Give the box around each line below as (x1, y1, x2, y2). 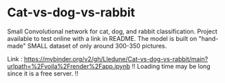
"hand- (198, 34, 219, 42)
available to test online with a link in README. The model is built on (7, 34, 197, 42)
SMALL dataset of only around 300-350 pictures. (27, 41, 167, 50)
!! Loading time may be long (131, 62, 211, 70)
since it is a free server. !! (7, 69, 79, 78)
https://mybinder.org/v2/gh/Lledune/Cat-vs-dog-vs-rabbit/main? (23, 54, 208, 63)
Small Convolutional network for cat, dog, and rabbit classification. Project (7, 27, 218, 35)
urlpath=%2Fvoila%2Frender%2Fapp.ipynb (7, 62, 131, 70)
